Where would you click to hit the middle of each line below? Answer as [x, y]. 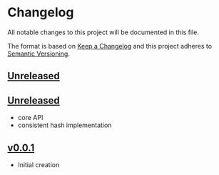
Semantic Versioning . [39, 54]
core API [30, 118]
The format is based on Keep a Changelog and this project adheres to [110, 46]
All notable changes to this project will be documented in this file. [103, 32]
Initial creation [39, 164]
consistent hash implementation [65, 125]
